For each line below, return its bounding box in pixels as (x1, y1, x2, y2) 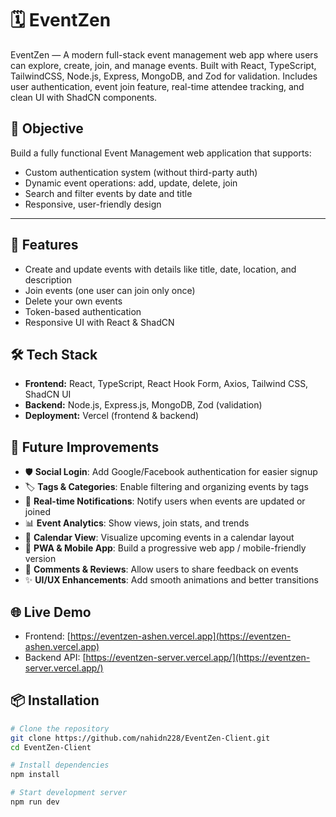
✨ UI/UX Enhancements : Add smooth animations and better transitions (24, 574, 319, 586)
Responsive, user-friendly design (24, 198, 162, 210)
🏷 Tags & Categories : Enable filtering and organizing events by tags (24, 481, 309, 493)
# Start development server (10, 788, 128, 798)
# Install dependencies (10, 760, 110, 771)
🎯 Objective (10, 120, 84, 137)
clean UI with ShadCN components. (10, 91, 158, 103)
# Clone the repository (10, 723, 110, 734)
